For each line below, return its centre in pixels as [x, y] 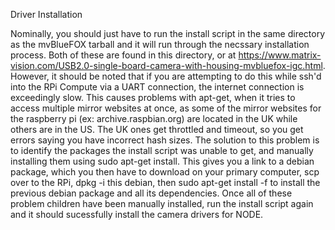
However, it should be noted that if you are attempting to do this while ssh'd [166, 76]
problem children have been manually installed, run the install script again [162, 203]
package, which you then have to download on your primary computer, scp [165, 172]
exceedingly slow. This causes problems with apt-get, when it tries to [153, 97]
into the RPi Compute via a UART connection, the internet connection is [157, 87]
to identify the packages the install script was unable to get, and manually [162, 150]
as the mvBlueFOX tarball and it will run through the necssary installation [160, 44]
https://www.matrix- [280, 55]
